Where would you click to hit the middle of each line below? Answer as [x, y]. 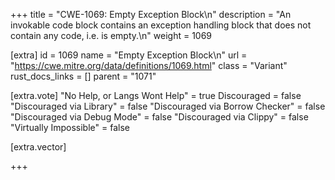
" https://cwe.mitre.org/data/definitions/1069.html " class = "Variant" [149, 65]
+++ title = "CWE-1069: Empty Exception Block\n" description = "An [151, 14]
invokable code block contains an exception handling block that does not [161, 25]
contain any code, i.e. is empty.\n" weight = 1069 [111, 35]
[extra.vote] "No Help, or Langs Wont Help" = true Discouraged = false [156, 95]
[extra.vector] [38, 147]
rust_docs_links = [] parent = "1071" [83, 76]
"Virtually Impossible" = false [70, 127]
